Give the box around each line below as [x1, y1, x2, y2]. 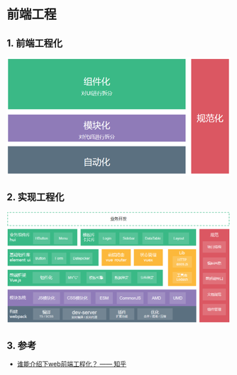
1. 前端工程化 [6, 37, 63, 49]
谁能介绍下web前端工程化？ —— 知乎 [16, 360, 127, 369]
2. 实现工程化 [6, 191, 65, 204]
